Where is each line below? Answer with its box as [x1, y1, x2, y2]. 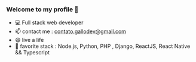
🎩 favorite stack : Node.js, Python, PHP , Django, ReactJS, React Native [14, 43, 191, 50]
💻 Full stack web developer [14, 19, 84, 26]
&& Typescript [14, 49, 50, 56]
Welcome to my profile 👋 [6, 5, 79, 14]
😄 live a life [14, 37, 44, 44]
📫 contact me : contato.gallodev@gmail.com [14, 28, 127, 35]
